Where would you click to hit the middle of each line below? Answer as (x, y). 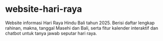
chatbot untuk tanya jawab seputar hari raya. (51, 33)
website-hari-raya (44, 9)
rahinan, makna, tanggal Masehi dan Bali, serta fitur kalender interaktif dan (82, 28)
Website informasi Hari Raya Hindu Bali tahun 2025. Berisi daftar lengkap (80, 23)
